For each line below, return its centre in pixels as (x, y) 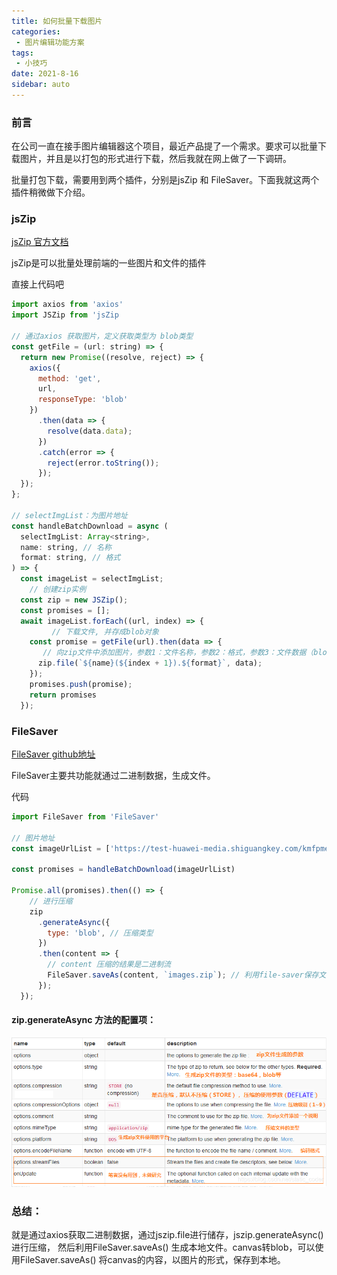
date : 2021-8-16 (45, 74)
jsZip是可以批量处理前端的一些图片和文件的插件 (109, 263)
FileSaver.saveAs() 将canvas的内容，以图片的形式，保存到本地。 (152, 1260)
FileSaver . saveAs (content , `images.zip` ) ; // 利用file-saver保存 (183, 975)
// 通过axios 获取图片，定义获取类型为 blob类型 (102, 336)
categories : (36, 31)
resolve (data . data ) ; (90, 431)
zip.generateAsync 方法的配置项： (83, 1020)
